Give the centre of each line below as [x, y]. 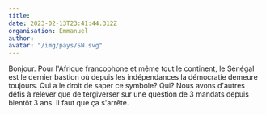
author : [21, 38]
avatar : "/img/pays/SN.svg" [56, 46]
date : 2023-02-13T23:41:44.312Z [63, 23]
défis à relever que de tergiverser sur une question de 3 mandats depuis [129, 94]
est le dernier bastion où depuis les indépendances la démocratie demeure [133, 77]
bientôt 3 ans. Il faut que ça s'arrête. [69, 103]
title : [19, 16]
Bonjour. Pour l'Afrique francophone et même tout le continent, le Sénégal [131, 68]
